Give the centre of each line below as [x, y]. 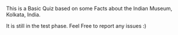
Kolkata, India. [23, 15]
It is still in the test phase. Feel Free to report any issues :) [76, 26]
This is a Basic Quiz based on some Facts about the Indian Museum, [89, 8]
